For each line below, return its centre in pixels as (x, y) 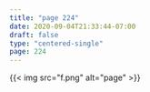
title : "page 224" (44, 18)
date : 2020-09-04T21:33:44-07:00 (73, 26)
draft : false (34, 35)
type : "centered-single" (56, 43)
